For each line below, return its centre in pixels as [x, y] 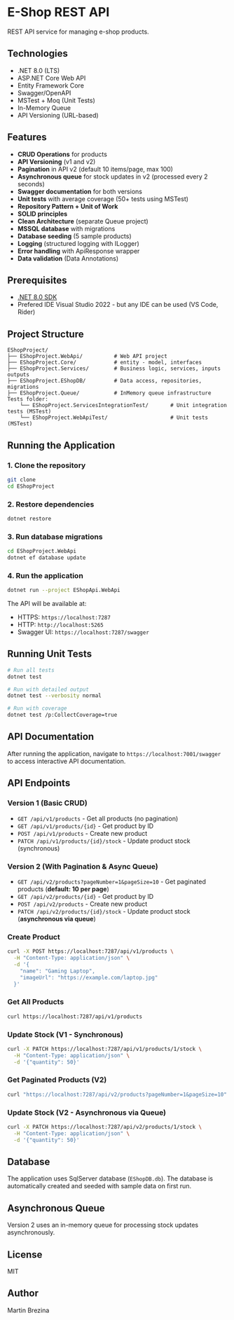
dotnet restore [29, 518]
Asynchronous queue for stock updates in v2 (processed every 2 [112, 177]
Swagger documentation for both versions [80, 191]
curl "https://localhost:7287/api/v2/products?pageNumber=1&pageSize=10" [117, 1094]
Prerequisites [37, 280]
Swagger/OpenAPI [44, 92]
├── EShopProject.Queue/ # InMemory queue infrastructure [109, 393]
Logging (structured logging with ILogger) [78, 243]
